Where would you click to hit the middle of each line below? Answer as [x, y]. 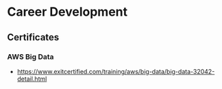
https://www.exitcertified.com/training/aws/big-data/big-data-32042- [116, 71]
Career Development [67, 12]
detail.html [32, 79]
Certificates [33, 37]
